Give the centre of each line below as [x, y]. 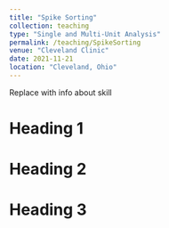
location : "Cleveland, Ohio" [63, 68]
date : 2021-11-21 [41, 59]
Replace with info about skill [61, 92]
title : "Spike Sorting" [53, 17]
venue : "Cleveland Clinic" [59, 51]
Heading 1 [47, 129]
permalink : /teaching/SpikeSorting [75, 42]
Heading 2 [48, 169]
